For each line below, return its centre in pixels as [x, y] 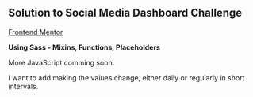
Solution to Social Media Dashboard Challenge [125, 13]
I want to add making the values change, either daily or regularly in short [126, 77]
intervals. [23, 86]
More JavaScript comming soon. [61, 62]
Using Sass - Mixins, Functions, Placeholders [84, 47]
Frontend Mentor [36, 32]
